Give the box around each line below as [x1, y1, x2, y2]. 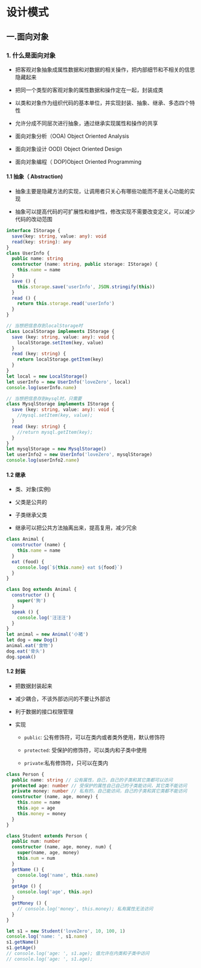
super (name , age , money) [17, 850, 80, 856]
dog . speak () [6, 654, 36, 660]
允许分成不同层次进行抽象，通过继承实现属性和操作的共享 [14, 119, 158, 127]
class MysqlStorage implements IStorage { [6, 401, 115, 407]
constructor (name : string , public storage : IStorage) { [11, 261, 158, 268]
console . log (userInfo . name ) [6, 384, 77, 390]
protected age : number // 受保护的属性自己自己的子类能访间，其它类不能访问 [11, 782, 187, 789]
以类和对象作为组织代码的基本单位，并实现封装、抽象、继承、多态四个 [14, 99, 190, 106]
